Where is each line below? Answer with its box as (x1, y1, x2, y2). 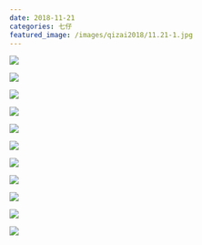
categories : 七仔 (9, 22, 73, 31)
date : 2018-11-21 (9, 13, 76, 23)
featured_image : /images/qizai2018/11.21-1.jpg (9, 30, 194, 39)
